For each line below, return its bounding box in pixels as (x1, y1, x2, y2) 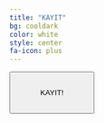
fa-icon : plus (9, 47, 63, 56)
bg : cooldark (9, 22, 59, 31)
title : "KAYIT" (9, 13, 67, 22)
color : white (9, 30, 59, 39)
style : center (9, 38, 63, 48)
